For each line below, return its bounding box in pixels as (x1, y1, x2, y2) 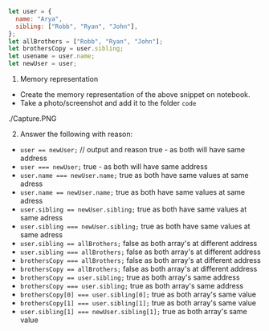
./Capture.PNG (8, 114, 57, 123)
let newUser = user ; (8, 60, 78, 68)
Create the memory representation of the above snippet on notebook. (19, 90, 251, 99)
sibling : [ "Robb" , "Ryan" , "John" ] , (15, 22, 138, 30)
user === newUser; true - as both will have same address (19, 162, 208, 172)
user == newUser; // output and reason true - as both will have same (19, 145, 246, 154)
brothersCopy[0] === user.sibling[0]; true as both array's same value (19, 289, 257, 299)
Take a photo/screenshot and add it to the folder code (19, 99, 197, 107)
